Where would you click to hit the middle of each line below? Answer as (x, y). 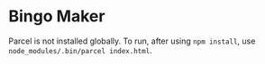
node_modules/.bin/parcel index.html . (80, 50)
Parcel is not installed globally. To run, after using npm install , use (132, 41)
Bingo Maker (57, 16)
